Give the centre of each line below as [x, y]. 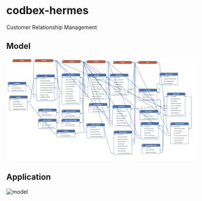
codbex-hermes [47, 11]
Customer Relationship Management [52, 27]
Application [29, 177]
